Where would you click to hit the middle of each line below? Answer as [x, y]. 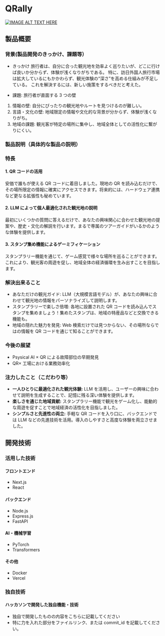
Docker [20, 573]
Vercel [19, 578]
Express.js [23, 516]
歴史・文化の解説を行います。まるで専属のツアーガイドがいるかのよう [89, 226]
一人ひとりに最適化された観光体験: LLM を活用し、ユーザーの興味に [81, 389]
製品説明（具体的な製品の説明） [43, 144]
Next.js [19, 482]
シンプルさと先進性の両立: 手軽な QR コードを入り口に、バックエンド [82, 413]
